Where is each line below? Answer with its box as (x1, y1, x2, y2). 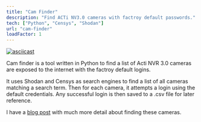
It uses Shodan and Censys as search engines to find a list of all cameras (6, 78, 188, 85)
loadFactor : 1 (6, 31, 42, 37)
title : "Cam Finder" (6, 8, 59, 15)
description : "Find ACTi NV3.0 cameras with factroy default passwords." (6, 14, 196, 21)
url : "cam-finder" (6, 25, 53, 32)
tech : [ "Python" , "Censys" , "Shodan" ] (6, 20, 104, 26)
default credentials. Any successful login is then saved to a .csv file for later (6, 91, 195, 98)
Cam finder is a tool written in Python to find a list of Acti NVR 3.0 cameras (6, 60, 192, 67)
